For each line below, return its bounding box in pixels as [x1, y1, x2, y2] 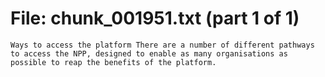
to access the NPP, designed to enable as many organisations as [10, 48, 288, 59]
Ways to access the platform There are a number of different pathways [10, 40, 315, 50]
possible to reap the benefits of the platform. [10, 57, 217, 67]
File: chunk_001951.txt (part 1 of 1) [10, 7, 300, 30]
